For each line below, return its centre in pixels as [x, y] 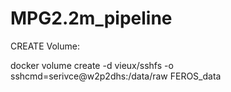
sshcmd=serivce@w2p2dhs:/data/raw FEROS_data [116, 76]
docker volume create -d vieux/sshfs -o [92, 65]
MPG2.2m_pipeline [91, 18]
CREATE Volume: [45, 46]
